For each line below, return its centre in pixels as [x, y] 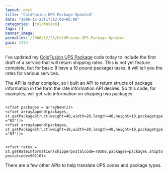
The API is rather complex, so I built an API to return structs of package [79, 83]
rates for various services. [32, 73]
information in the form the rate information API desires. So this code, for [80, 88]
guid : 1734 [17, 43]
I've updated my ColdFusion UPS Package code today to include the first [80, 57]
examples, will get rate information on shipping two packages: [70, 93]
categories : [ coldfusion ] [32, 24]
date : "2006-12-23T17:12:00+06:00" [43, 19]
